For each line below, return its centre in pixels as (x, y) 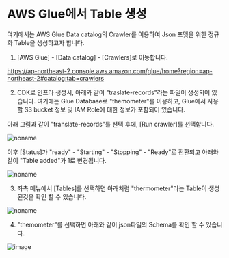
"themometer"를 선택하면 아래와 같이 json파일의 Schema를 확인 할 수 (111, 224)
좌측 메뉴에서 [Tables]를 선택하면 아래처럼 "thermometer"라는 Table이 (112, 188)
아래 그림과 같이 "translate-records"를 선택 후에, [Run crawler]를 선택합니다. (110, 124)
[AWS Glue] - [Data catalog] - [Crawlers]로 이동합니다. (93, 57)
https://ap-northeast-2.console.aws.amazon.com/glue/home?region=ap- (110, 71)
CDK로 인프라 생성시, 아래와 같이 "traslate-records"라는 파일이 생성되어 (113, 92)
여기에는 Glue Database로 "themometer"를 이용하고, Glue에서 (122, 101)
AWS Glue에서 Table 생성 (77, 14)
